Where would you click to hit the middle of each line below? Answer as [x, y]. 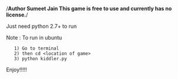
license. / [17, 15]
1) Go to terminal [37, 48]
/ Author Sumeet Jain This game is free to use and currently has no [89, 9]
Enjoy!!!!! [17, 70]
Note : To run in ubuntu [34, 37]
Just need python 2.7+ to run [42, 26]
